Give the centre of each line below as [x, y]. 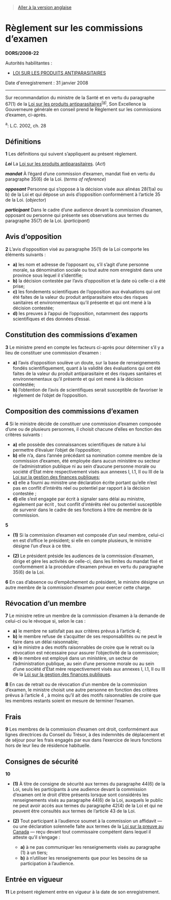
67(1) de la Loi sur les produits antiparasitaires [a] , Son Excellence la [76, 103]
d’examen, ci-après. [26, 115]
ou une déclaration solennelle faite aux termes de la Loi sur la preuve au [88, 826]
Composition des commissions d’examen [72, 411]
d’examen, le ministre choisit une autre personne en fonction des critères [82, 690]
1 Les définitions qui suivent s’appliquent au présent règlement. [71, 154]
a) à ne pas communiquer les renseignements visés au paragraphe [90, 847]
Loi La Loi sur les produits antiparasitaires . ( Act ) [55, 164]
